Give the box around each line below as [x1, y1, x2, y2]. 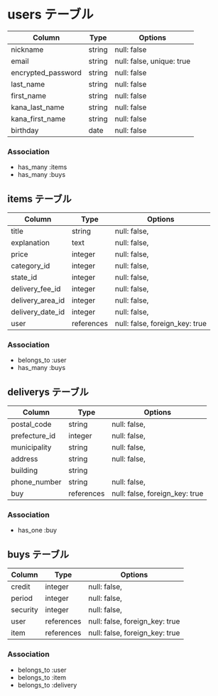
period [11, 594, 33, 604]
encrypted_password [11, 67, 82, 77]
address [11, 454, 38, 464]
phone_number [11, 477, 62, 487]
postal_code [11, 420, 52, 430]
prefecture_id [11, 431, 56, 441]
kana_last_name [11, 102, 65, 112]
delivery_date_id [11, 307, 65, 317]
